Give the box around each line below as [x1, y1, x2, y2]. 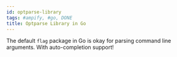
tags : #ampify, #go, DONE [6, 15, 72, 21]
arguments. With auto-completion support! [6, 44, 115, 51]
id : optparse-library [6, 9, 62, 15]
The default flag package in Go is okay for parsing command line [6, 37, 171, 45]
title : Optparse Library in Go [6, 20, 86, 26]
